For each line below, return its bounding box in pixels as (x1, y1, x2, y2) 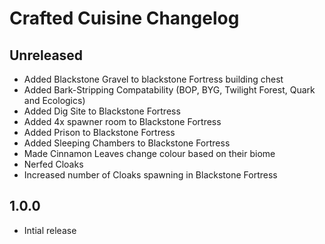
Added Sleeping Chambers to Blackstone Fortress (23, 137, 231, 149)
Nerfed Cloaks (23, 158, 84, 170)
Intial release (23, 224, 77, 236)
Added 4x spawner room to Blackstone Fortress (23, 116, 222, 127)
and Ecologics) (23, 95, 86, 106)
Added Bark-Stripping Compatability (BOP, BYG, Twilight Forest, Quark (23, 84, 316, 96)
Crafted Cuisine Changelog (9, 7, 240, 30)
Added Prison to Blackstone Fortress (23, 127, 176, 138)
